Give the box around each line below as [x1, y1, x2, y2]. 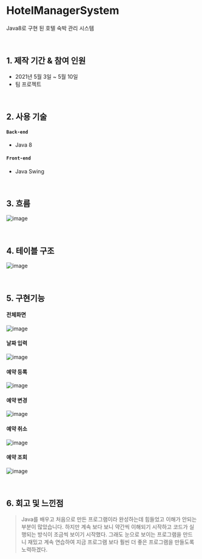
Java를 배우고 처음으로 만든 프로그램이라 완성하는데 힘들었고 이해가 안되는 [21, 515, 197, 523]
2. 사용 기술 [6, 112, 47, 122]
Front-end [6, 155, 32, 161]
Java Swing [15, 167, 44, 175]
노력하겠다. [21, 546, 48, 553]
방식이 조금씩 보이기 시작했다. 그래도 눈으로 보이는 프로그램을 [37, 531, 182, 538]
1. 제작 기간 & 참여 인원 [6, 56, 86, 66]
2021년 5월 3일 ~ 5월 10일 [15, 73, 78, 80]
